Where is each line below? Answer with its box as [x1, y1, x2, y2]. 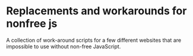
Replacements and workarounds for [6, 4, 187, 18]
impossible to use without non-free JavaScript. [6, 43, 121, 50]
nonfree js [6, 17, 58, 30]
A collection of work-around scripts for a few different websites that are [6, 36, 182, 43]
